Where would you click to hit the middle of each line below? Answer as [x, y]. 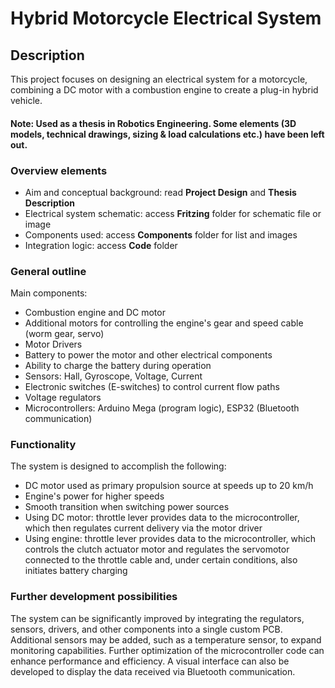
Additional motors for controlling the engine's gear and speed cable [164, 323]
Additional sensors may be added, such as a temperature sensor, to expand [166, 639]
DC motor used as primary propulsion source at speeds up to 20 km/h [169, 486]
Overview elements [59, 170]
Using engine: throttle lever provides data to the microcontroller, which [170, 539]
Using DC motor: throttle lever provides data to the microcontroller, [162, 518]
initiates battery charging [76, 571]
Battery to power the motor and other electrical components [148, 355]
